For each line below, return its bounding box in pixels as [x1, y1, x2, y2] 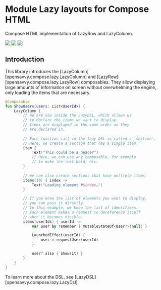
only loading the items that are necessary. [5, 90, 91, 96]
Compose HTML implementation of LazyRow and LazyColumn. [5, 30, 134, 36]
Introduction [5, 55, 45, 64]
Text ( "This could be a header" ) [31, 150, 99, 155]
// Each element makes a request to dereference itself [23, 210, 141, 215]
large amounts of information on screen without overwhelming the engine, [5, 84, 157, 90]
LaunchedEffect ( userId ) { [31, 233, 85, 238]
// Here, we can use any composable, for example [31, 155, 136, 160]
